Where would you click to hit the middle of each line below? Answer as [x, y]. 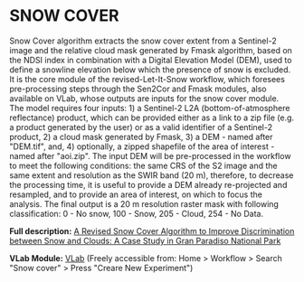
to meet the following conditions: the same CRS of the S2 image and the [143, 165]
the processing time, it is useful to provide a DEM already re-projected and [148, 184]
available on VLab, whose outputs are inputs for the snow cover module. [144, 98]
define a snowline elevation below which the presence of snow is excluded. [150, 70]
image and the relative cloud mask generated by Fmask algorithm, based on [151, 50]
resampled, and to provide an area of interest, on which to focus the [136, 194]
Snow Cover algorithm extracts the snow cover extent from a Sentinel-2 [143, 41]
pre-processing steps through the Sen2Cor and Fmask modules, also [138, 89]
